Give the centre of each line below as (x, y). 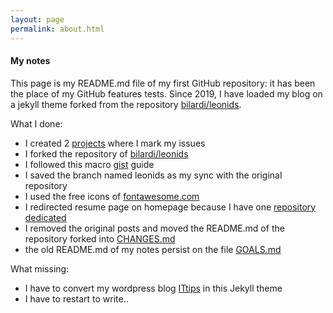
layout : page (37, 19)
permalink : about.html (57, 29)
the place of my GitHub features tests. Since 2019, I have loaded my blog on (166, 93)
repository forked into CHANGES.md (100, 238)
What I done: (36, 123)
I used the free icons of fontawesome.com (112, 196)
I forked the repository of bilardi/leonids (106, 153)
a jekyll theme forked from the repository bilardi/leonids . (126, 104)
